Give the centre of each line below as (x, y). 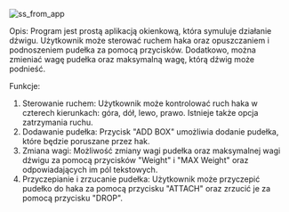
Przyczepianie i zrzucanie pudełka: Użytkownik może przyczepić (141, 179)
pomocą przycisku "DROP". (72, 198)
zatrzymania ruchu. (57, 122)
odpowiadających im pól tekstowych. (90, 170)
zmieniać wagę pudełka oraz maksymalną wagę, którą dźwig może (132, 59)
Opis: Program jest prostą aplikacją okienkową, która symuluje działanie (140, 31)
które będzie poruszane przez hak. (86, 141)
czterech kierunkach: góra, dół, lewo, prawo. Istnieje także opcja (140, 113)
